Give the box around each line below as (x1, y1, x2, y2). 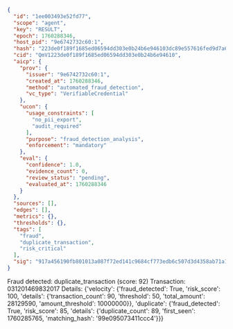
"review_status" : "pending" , (25, 174, 110, 181)
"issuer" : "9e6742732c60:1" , (25, 71, 110, 78)
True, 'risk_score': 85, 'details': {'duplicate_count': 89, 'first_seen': (7, 306, 196, 315)
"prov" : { (19, 65, 49, 71)
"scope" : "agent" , (13, 19, 67, 26)
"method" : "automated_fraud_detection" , (25, 84, 144, 91)
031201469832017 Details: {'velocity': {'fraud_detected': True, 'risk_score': (7, 285, 221, 293)
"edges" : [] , (13, 207, 51, 214)
